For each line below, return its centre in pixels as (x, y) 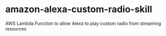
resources (16, 28)
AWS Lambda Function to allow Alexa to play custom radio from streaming (83, 23)
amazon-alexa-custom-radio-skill (79, 9)
